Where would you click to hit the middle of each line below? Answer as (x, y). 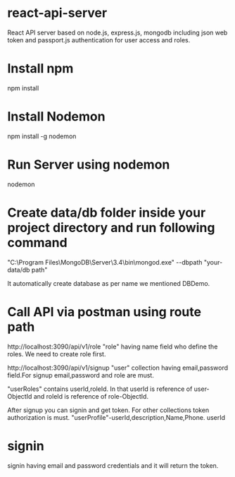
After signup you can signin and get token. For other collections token (108, 410)
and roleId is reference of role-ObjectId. (91, 396)
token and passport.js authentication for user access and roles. (99, 40)
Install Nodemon (56, 117)
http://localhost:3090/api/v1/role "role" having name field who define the (113, 346)
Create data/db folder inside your (107, 212)
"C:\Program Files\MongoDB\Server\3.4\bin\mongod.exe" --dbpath (105, 262)
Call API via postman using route (104, 312)
